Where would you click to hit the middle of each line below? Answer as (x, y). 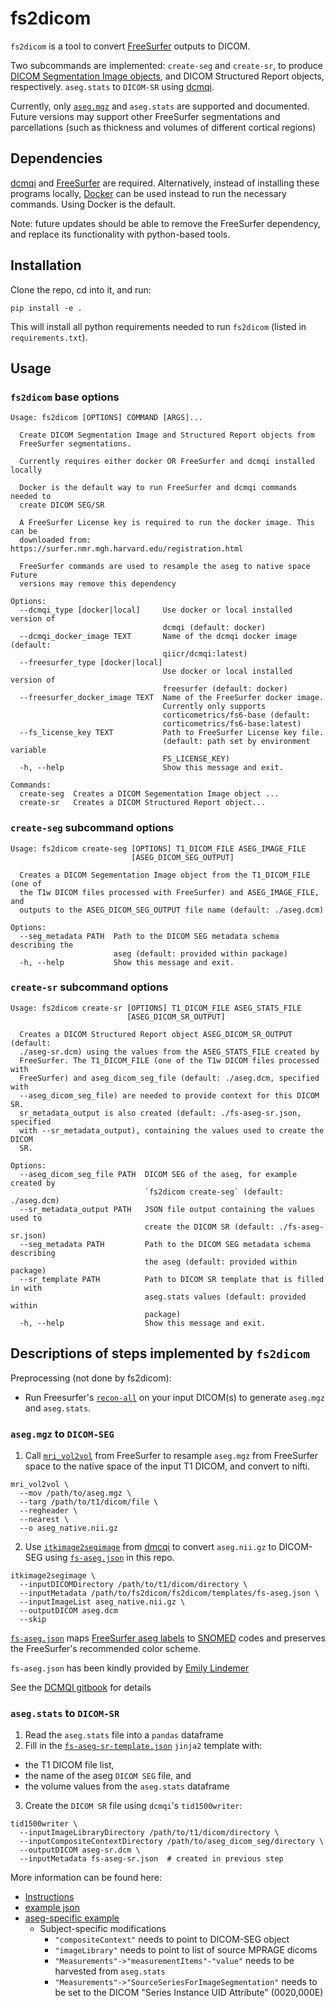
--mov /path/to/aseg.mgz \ (75, 1493)
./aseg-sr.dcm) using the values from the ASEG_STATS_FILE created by (169, 1052)
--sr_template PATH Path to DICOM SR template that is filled (172, 1279)
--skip (33, 1619)
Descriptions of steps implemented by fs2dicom (160, 1353)
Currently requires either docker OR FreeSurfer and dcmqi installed (167, 462)
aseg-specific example (72, 1918)
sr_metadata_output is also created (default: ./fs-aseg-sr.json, (160, 1113)
